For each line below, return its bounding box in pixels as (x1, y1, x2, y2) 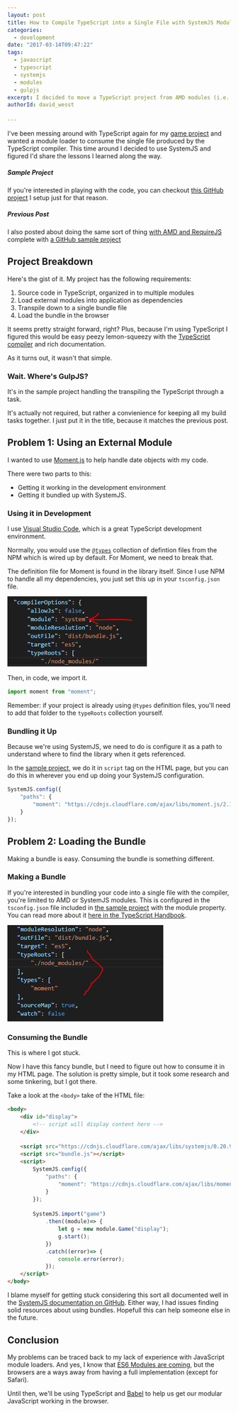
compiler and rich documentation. (7, 339, 106, 348)
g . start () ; (57, 1232, 91, 1240)
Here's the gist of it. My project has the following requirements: (7, 274, 192, 283)
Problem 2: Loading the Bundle (7, 836, 147, 848)
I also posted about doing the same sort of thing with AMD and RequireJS (7, 227, 222, 236)
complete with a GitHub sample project (7, 235, 122, 243)
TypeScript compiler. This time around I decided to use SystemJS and (7, 144, 211, 153)
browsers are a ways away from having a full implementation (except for (7, 1367, 218, 1377)
